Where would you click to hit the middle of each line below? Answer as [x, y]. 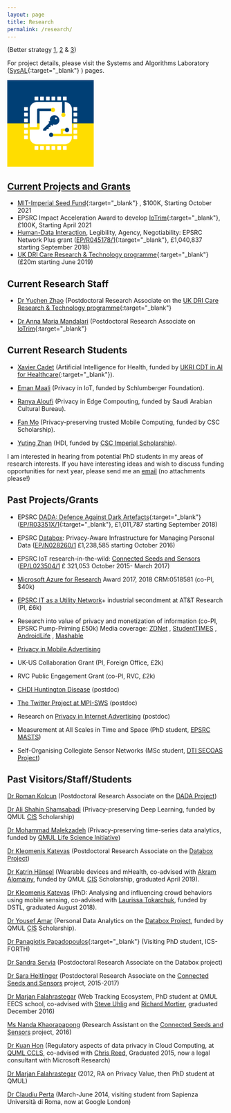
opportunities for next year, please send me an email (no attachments [106, 471]
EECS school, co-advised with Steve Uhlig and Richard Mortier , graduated [112, 1004]
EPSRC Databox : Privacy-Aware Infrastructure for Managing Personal [115, 538]
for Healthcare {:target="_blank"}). [66, 374]
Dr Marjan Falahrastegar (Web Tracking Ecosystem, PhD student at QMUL [112, 997]
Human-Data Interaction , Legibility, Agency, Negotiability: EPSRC [110, 233]
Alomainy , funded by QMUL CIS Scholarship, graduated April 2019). [103, 879]
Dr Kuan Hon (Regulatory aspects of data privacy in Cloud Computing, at [111, 1046]
